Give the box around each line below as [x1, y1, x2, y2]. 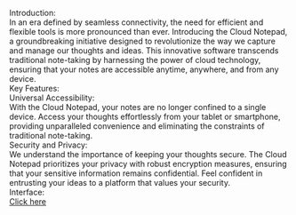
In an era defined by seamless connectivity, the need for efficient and [9, 17, 264, 28]
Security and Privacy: [9, 139, 88, 150]
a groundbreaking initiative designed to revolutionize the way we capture [9, 36, 276, 46]
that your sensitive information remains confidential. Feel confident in [9, 168, 263, 179]
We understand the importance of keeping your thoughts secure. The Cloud [9, 149, 287, 159]
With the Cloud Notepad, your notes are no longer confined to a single [9, 102, 267, 112]
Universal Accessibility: [9, 92, 95, 103]
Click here [9, 196, 47, 207]
